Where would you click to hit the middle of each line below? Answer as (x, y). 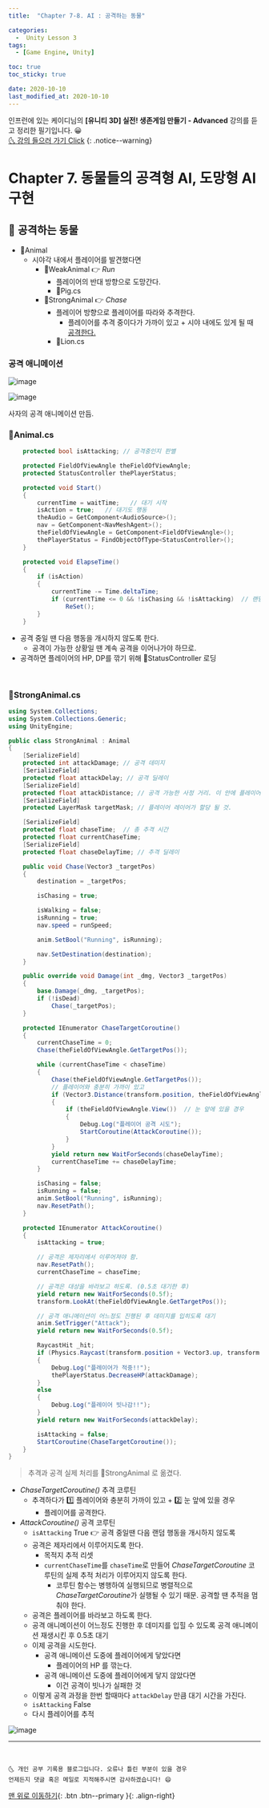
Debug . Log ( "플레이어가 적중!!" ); (101, 1368)
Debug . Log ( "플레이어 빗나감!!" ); (101, 1405)
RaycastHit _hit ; (66, 1345)
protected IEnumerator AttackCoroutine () (92, 1228)
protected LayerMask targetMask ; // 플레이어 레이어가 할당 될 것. (127, 808)
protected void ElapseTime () (71, 562)
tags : (17, 45)
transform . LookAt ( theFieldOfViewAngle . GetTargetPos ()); (132, 1301)
